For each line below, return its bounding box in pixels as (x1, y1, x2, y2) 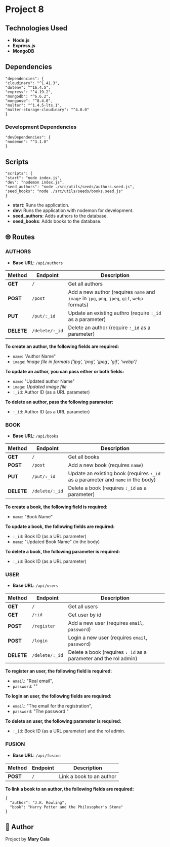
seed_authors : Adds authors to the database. (12, 213, 108, 219)
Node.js (12, 37, 30, 43)
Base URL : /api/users (12, 582, 59, 589)
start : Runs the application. (12, 202, 70, 208)
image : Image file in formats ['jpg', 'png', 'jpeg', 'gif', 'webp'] (12, 359, 137, 365)
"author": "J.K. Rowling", (10, 800, 67, 805)
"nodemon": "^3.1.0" (5, 139, 49, 145)
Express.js (12, 43, 35, 49)
